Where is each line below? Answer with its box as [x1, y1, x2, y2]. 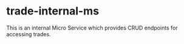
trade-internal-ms [6, 4, 99, 18]
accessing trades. [6, 30, 51, 37]
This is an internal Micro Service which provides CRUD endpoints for [6, 24, 178, 31]
